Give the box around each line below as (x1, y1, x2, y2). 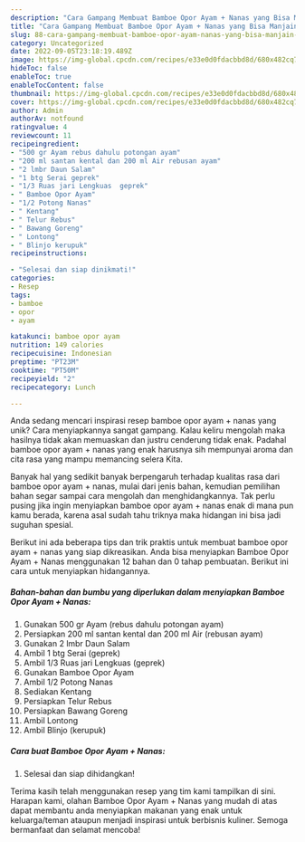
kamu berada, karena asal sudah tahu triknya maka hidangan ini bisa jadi (10, 510, 281, 521)
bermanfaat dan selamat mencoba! (10, 825, 141, 836)
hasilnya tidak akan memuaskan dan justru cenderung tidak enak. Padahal (10, 435, 287, 445)
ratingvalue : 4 (10, 123, 68, 132)
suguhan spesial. (10, 520, 74, 531)
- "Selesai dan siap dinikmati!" (10, 265, 137, 274)
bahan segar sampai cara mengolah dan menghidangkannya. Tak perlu (10, 491, 275, 502)
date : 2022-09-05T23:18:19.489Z (10, 47, 132, 56)
